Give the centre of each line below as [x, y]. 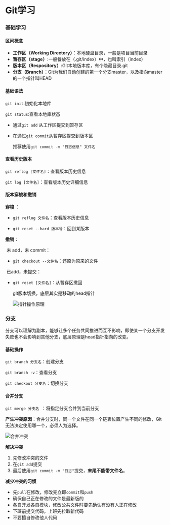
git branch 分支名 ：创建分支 [35, 362]
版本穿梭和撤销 [21, 195]
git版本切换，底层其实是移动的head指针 [54, 293]
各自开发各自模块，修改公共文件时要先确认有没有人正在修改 [75, 505]
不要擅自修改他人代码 [35, 517]
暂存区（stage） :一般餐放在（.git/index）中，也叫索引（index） [79, 59]
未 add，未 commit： [28, 250]
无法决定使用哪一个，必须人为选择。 [43, 425]
